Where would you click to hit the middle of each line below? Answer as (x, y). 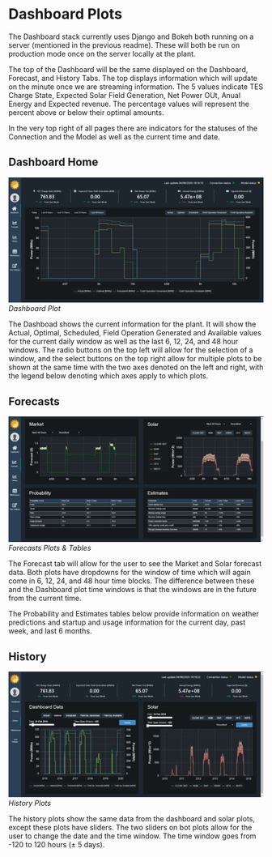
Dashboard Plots (66, 14)
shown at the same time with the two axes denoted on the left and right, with (136, 367)
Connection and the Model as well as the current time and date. (114, 136)
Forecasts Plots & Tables (50, 548)
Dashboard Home (53, 162)
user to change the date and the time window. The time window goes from (132, 836)
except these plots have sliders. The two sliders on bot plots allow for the (130, 827)
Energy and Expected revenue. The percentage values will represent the (129, 104)
